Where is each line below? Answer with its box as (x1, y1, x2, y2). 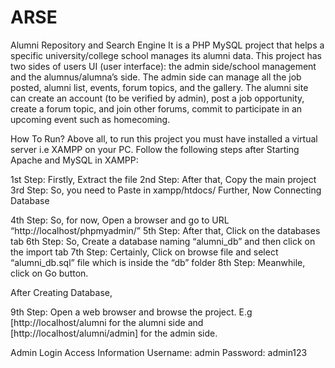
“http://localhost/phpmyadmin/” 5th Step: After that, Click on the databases (10, 224, 321, 236)
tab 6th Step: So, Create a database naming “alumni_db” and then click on (10, 235, 316, 247)
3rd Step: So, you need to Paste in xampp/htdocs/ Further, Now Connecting (10, 184, 322, 196)
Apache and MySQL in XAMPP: (10, 154, 139, 166)
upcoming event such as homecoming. (10, 113, 171, 125)
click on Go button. (10, 267, 89, 279)
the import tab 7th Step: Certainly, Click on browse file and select (10, 246, 279, 258)
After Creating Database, (10, 286, 113, 298)
